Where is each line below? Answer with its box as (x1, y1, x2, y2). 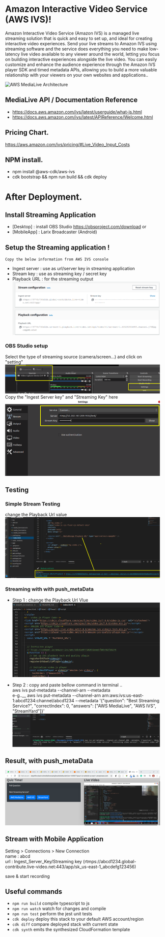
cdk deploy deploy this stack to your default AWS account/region (12, 916, 144, 922)
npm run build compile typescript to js (12, 901, 90, 906)
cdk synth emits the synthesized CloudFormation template (12, 927, 130, 933)
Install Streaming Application (5, 211, 96, 219)
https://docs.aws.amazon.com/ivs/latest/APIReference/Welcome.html (12, 114, 153, 120)
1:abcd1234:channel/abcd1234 (12, 697, 75, 703)
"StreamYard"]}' (12, 708, 45, 714)
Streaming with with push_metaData (5, 586, 94, 593)
